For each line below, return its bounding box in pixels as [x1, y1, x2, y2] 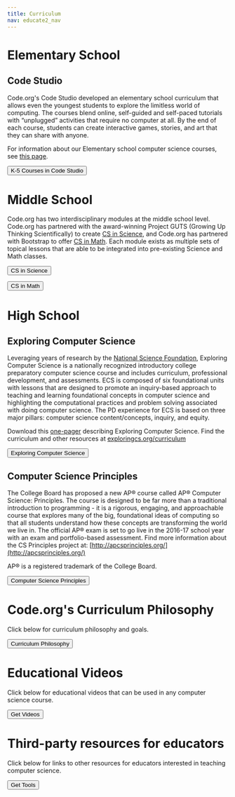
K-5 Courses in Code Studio [11, 166, 84, 174]
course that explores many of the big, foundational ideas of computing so [7, 511, 220, 520]
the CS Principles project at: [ [7, 541, 93, 549]
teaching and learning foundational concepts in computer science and [7, 391, 210, 400]
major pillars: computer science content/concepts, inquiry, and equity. [7, 413, 210, 422]
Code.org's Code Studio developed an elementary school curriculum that [7, 93, 219, 102]
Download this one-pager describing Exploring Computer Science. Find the [7, 427, 225, 436]
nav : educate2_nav [7, 17, 61, 24]
